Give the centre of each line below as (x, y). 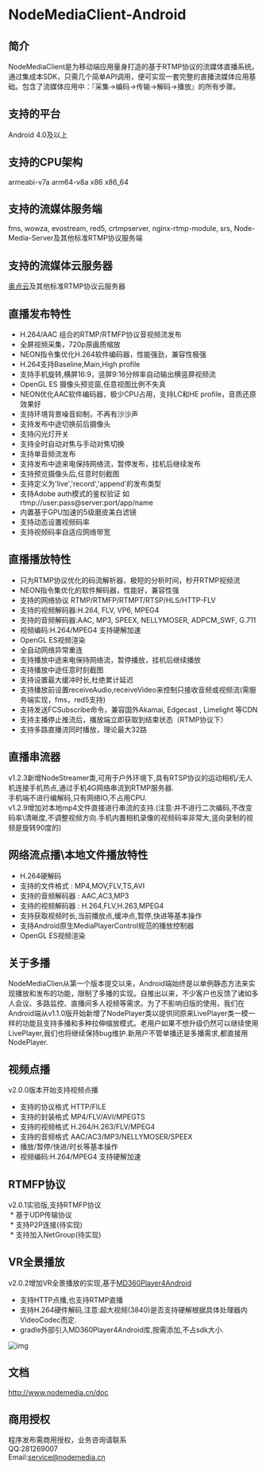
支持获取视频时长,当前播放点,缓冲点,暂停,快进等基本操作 (111, 915)
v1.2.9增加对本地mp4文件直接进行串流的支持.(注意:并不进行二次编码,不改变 (130, 807)
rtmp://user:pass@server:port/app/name (86, 502)
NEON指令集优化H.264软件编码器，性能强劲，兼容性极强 (113, 354)
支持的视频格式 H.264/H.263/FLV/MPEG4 (87, 1127)
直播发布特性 (40, 313)
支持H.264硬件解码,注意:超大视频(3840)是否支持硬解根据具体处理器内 (133, 1310)
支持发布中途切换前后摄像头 (65, 424)
